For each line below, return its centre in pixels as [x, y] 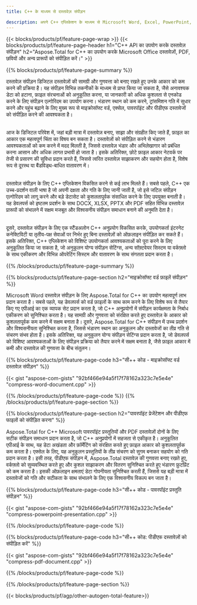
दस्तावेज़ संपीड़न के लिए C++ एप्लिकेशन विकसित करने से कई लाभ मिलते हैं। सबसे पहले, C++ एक [98, 183]
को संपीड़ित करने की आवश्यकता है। [40, 114]
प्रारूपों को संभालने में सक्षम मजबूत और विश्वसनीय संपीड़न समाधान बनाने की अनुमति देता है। [90, 209]
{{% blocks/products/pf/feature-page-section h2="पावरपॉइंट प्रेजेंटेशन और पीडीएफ [97, 413]
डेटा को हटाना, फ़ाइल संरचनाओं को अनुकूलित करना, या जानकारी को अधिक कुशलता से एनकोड [94, 94]
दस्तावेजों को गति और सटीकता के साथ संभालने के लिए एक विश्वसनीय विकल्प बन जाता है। [89, 478]
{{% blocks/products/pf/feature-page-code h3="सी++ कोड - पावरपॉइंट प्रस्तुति [94, 489]
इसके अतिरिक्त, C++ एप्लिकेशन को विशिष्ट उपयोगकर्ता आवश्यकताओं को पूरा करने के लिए [89, 241]
